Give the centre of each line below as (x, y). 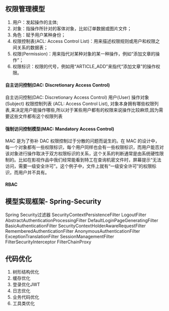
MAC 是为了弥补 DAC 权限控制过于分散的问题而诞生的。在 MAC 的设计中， (82, 141)
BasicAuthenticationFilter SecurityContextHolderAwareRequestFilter (75, 226)
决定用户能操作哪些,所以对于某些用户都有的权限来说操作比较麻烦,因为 (87, 110)
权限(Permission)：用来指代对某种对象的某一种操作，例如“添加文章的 (84, 54)
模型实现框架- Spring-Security (53, 202)
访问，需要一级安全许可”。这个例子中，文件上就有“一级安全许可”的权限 (79, 166)
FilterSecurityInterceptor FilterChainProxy (48, 242)
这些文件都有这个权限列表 (36, 116)
